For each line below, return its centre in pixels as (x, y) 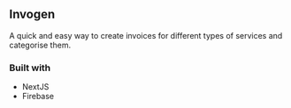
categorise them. (40, 45)
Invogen (32, 14)
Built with (30, 68)
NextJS (35, 87)
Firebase (38, 97)
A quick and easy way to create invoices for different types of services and (146, 35)
